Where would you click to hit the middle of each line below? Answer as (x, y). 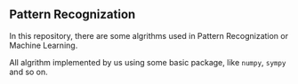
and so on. (29, 72)
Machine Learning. (44, 45)
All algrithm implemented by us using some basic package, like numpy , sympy (148, 62)
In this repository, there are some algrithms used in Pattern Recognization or (149, 35)
